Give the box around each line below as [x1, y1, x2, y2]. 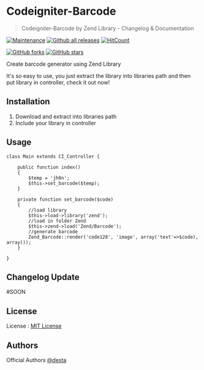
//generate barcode [28, 228, 78, 234]
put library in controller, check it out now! [6, 79, 110, 86]
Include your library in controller [15, 119, 96, 126]
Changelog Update [6, 272, 80, 282]
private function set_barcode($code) [17, 196, 114, 202]
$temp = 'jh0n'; [28, 175, 70, 181]
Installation [6, 96, 50, 107]
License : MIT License [6, 322, 62, 330]
